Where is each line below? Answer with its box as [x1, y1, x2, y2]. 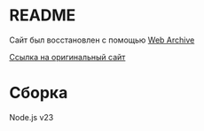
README [9, 5, 76, 26]
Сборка [9, 83, 68, 103]
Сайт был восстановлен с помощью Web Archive [9, 35, 195, 45]
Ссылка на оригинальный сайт [9, 51, 126, 62]
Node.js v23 [9, 112, 54, 122]
